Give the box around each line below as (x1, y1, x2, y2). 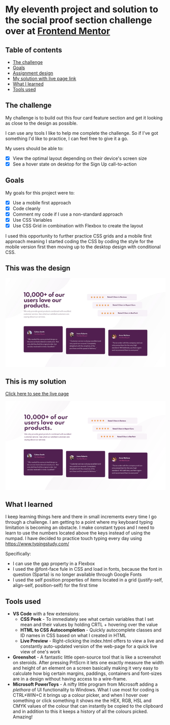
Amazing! (12, 714, 33, 720)
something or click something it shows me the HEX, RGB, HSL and (12, 697, 152, 704)
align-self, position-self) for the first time (12, 582, 98, 589)
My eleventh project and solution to (5, 4, 159, 15)
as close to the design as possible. (5, 120, 78, 126)
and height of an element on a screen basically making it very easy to (12, 665, 159, 671)
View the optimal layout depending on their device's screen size (12, 155, 147, 161)
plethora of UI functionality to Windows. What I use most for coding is (12, 686, 159, 693)
